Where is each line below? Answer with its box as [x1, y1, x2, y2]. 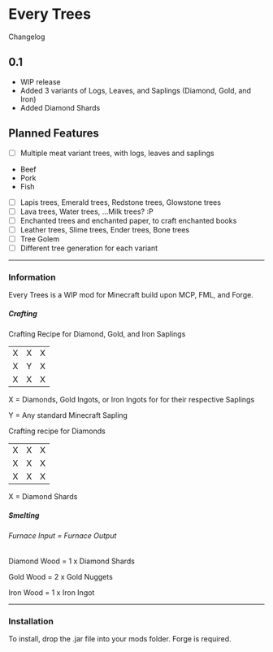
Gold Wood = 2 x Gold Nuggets [8, 572, 114, 581]
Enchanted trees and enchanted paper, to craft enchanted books [19, 215, 237, 225]
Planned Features [8, 127, 100, 141]
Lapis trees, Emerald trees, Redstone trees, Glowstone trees [19, 197, 222, 207]
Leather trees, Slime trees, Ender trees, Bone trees [19, 224, 190, 234]
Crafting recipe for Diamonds [8, 426, 106, 436]
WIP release [19, 76, 61, 86]
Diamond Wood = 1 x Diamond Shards [8, 556, 136, 566]
